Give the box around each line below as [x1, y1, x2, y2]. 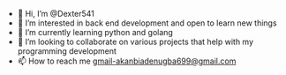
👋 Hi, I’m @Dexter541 [17, 9, 95, 19]
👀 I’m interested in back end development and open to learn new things [17, 18, 277, 28]
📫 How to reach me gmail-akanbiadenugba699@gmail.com [17, 56, 237, 66]
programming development [17, 46, 117, 56]
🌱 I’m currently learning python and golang [17, 27, 174, 37]
